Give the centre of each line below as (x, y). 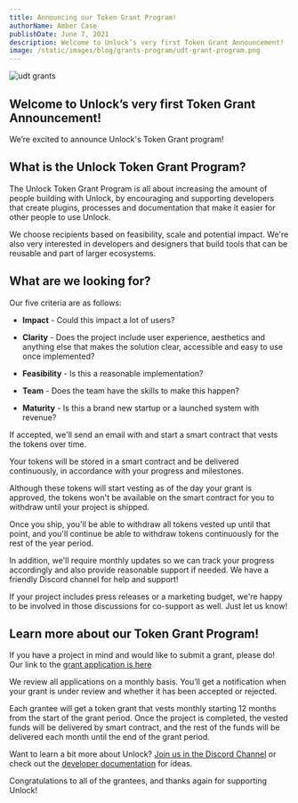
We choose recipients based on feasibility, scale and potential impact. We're (149, 234)
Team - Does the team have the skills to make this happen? (131, 390)
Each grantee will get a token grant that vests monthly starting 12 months (143, 709)
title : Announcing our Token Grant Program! (93, 17)
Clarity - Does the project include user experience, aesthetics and (143, 337)
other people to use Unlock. (60, 217)
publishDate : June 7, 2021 (59, 34)
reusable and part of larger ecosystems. (83, 253)
